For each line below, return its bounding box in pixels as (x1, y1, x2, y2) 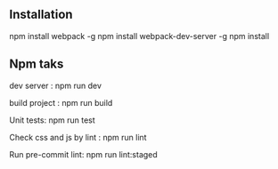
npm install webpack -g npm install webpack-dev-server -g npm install (9, 30, 270, 41)
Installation (9, 7, 73, 22)
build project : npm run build (9, 97, 113, 108)
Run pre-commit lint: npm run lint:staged (9, 149, 158, 159)
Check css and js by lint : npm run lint (9, 132, 147, 142)
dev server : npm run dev (9, 80, 102, 91)
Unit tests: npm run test (9, 115, 95, 125)
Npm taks (9, 57, 64, 72)
